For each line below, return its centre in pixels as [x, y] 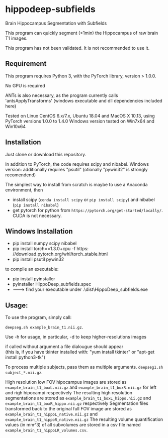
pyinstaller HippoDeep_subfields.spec [52, 284]
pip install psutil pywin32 [38, 259]
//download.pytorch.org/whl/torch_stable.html [60, 254]
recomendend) [21, 175]
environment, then [24, 190]
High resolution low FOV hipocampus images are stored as [66, 382]
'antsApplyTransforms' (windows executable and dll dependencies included [84, 100]
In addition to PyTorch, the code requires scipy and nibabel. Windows [77, 164]
